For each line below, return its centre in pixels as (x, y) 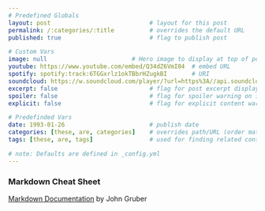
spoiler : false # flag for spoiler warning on (130, 96)
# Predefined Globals (44, 15)
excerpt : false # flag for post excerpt (119, 89)
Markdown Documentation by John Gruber (78, 198)
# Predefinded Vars (40, 118)
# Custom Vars (32, 52)
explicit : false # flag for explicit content (127, 104)
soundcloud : (28, 81)
